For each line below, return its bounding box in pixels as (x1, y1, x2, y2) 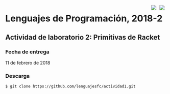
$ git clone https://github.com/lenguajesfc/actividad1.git (5, 84, 136, 89)
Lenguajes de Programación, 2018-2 (5, 13, 163, 24)
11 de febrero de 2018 (5, 59, 51, 66)
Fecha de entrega (5, 48, 50, 55)
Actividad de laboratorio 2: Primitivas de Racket (5, 33, 160, 42)
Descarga (5, 72, 30, 79)
